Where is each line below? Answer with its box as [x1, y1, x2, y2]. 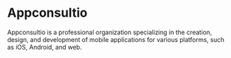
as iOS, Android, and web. [7, 43, 82, 51]
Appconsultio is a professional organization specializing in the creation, [7, 28, 212, 36]
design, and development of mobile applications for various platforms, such [7, 35, 225, 43]
